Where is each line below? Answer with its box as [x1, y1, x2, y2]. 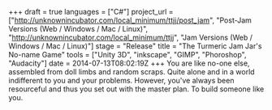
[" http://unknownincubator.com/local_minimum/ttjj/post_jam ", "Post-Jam [8, 15, 252, 25]
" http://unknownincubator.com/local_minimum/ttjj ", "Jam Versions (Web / [8, 32, 253, 42]
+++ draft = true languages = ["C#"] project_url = [8, 7, 174, 16]
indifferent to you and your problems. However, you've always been [8, 76, 235, 85]
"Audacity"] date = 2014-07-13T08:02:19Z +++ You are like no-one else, [8, 58, 250, 68]
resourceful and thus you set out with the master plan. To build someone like [8, 84, 265, 94]
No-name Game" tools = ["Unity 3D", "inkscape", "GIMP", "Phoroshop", [8, 50, 247, 59]
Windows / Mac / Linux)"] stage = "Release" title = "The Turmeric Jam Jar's [8, 41, 262, 51]
